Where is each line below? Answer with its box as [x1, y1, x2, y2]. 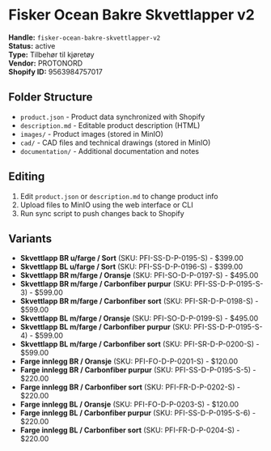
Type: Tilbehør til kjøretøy [8, 49, 95, 59]
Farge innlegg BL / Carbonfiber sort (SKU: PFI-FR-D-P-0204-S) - [19, 425, 240, 435]
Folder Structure [8, 91, 93, 104]
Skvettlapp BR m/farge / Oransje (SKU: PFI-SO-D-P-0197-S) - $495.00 [19, 270, 259, 280]
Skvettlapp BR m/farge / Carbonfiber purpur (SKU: [19, 279, 193, 289]
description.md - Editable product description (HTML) [19, 120, 201, 130]
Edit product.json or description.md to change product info [19, 191, 218, 201]
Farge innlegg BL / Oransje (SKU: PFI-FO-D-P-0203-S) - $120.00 [19, 399, 239, 410]
